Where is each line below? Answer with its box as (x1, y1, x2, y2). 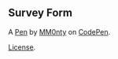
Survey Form (8, 6, 73, 20)
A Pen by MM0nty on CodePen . (8, 27, 111, 36)
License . (8, 42, 36, 52)
